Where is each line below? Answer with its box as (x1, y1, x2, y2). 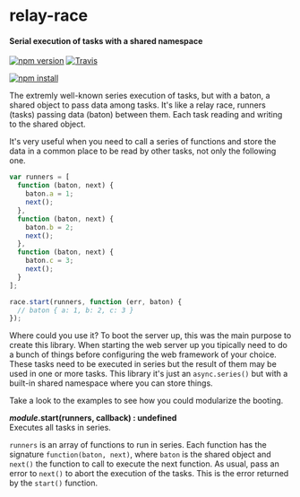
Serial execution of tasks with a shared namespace (9, 35, 203, 46)
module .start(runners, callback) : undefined (9, 413, 177, 423)
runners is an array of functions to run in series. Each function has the (9, 440, 267, 450)
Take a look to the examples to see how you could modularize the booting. (9, 396, 284, 406)
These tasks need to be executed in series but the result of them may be (9, 359, 278, 370)
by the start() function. (9, 477, 99, 489)
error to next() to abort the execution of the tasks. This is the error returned (9, 468, 289, 479)
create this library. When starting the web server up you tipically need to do (9, 340, 288, 351)
